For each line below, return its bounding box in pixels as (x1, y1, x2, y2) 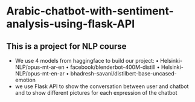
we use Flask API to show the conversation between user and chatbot (14, 83, 189, 90)
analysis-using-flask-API (6, 17, 135, 31)
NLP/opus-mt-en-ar (14, 70, 65, 77)
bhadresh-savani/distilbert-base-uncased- (70, 70, 177, 77)
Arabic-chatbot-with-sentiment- (6, 4, 174, 18)
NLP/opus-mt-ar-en (14, 63, 65, 71)
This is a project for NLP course (6, 41, 127, 51)
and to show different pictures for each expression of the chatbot (14, 89, 177, 96)
